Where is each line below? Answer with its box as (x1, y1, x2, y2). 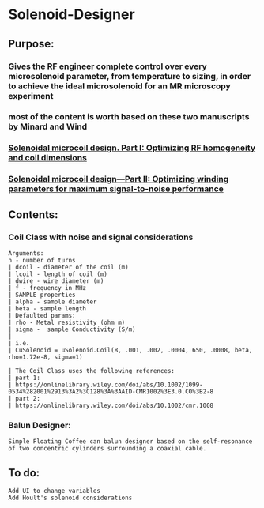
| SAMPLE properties (8, 291, 77, 299)
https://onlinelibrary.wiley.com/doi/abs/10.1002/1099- (15, 381, 203, 389)
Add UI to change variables (8, 487, 101, 495)
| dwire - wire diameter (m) (8, 277, 104, 285)
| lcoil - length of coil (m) (8, 270, 108, 278)
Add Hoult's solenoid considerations (8, 494, 133, 502)
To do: (8, 466, 40, 480)
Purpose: (8, 37, 55, 51)
